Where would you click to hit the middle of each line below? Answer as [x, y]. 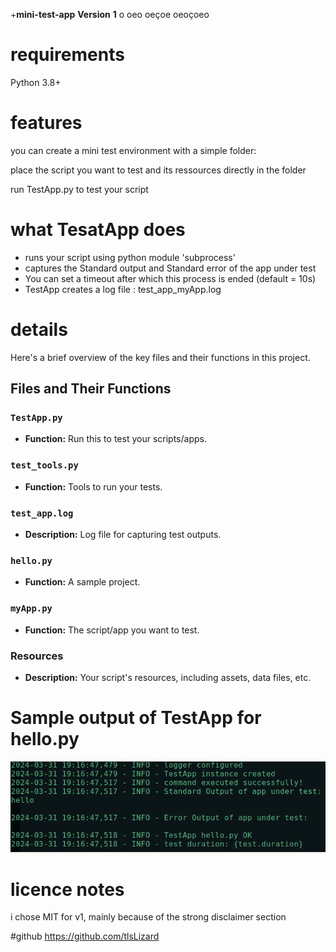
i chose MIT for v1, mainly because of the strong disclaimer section [148, 917]
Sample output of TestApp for [136, 718]
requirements [67, 55]
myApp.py [31, 608]
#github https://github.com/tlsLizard [85, 936]
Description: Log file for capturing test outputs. [123, 535]
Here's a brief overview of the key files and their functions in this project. [160, 357]
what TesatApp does [98, 230]
